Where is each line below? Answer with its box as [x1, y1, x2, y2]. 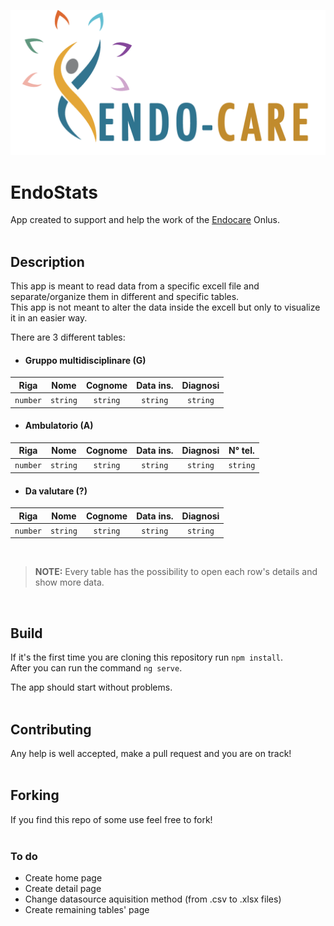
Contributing [10, 721, 92, 738]
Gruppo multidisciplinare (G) [24, 354, 147, 366]
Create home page [24, 872, 103, 884]
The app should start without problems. [10, 681, 173, 694]
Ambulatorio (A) [24, 420, 94, 432]
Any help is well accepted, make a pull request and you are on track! [10, 748, 292, 760]
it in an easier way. [10, 312, 88, 324]
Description [10, 253, 85, 270]
